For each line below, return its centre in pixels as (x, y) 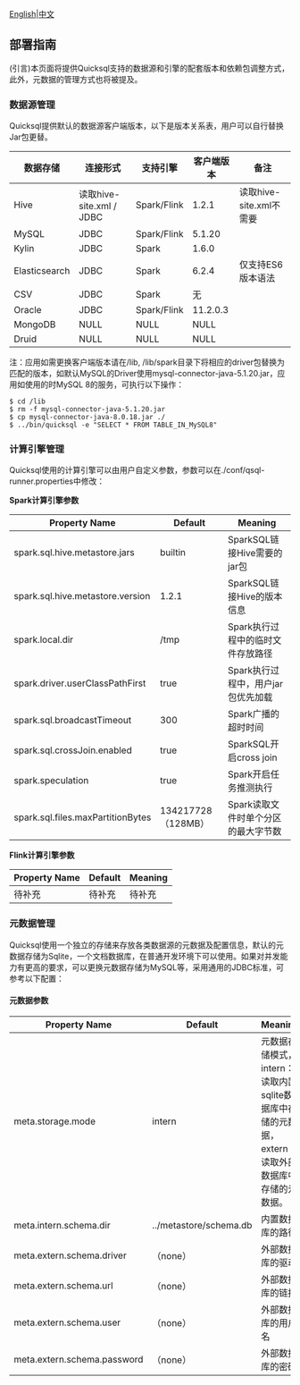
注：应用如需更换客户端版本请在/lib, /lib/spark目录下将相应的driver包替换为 (147, 362)
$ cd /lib (28, 401)
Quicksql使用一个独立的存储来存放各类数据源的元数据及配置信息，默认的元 (146, 945)
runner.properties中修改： (57, 481)
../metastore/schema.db (202, 1225)
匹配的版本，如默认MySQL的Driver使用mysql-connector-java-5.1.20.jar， (144, 374)
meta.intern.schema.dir (62, 1225)
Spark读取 (249, 805)
